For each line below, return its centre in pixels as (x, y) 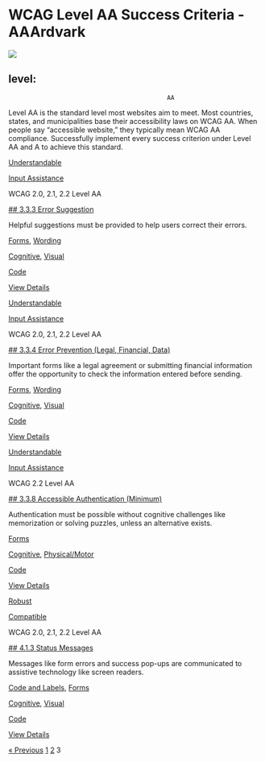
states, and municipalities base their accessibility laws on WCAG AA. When (133, 121)
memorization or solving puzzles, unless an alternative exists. (110, 523)
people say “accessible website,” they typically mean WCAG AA (114, 130)
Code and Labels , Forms (49, 687)
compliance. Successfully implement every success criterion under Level (130, 138)
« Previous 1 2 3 (35, 750)
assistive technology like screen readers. (76, 672)
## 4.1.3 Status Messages (51, 648)
